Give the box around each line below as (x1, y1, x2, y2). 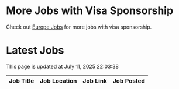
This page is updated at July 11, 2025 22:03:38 (6, 63, 119, 70)
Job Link (82, 77, 107, 85)
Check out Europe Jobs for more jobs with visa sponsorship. (6, 23, 152, 30)
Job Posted (112, 77, 145, 85)
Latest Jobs (6, 44, 64, 57)
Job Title (9, 77, 35, 85)
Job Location (40, 77, 77, 85)
